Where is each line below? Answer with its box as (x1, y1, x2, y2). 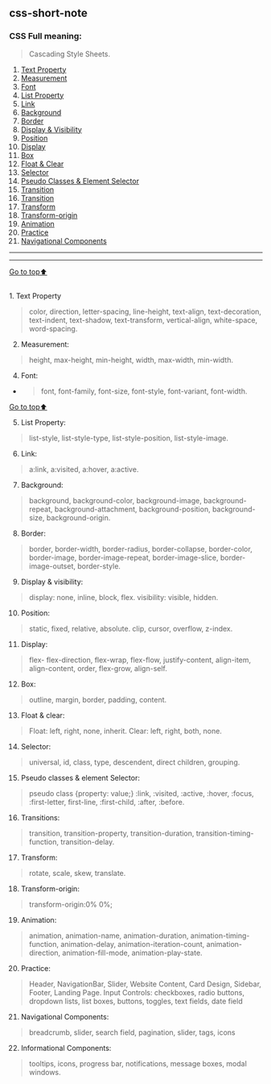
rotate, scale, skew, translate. (28, 868, 126, 878)
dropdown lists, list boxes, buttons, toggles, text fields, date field (28, 996, 244, 1006)
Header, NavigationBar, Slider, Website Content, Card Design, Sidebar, (28, 979, 262, 989)
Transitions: (20, 812, 60, 822)
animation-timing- (190, 931, 250, 940)
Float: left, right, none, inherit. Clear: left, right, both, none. (28, 726, 222, 736)
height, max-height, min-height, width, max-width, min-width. (28, 355, 234, 365)
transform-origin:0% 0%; (28, 899, 113, 909)
